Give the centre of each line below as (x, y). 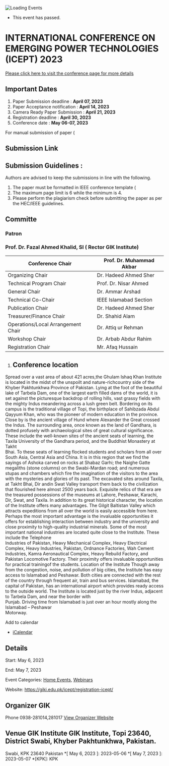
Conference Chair (50, 263)
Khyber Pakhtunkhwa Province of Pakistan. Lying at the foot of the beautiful (84, 388)
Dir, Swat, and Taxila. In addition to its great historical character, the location (84, 500)
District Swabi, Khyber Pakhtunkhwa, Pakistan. (81, 741)
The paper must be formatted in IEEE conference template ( (74, 187)
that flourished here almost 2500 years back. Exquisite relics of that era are (83, 490)
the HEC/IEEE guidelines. (38, 203)
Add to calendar (22, 622)
